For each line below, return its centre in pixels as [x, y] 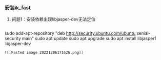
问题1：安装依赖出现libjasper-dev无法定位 [53, 19]
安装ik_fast [18, 7]
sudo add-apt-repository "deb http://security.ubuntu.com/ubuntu [70, 33]
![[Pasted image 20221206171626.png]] [44, 53]
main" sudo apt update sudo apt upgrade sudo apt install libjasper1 [89, 39]
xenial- [143, 33]
